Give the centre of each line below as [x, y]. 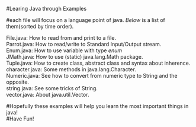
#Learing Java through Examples [46, 9]
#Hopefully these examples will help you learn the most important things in [97, 106]
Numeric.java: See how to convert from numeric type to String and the [92, 76]
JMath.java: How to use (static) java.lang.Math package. [75, 57]
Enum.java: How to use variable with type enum [64, 50]
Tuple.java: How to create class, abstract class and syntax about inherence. [98, 63]
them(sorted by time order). [40, 26]
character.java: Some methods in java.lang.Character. [71, 69]
